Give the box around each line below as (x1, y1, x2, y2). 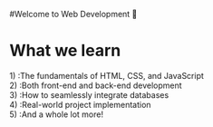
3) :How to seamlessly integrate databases (9, 89, 169, 100)
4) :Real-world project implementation (9, 99, 151, 110)
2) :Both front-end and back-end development (9, 80, 183, 91)
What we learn (9, 41, 121, 61)
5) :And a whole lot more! (9, 109, 104, 120)
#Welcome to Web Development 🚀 (9, 9, 138, 19)
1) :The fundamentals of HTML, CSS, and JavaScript (9, 70, 204, 81)
